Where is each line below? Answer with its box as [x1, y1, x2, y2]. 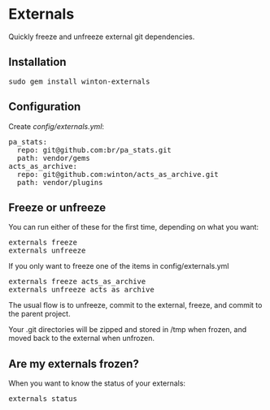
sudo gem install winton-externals [8, 76, 150, 86]
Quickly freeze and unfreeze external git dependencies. [8, 32, 195, 41]
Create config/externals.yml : [8, 121, 104, 131]
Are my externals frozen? [8, 356, 140, 370]
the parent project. [8, 309, 71, 319]
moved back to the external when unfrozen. [8, 334, 155, 343]
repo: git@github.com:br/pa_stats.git [16, 145, 172, 154]
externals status [8, 395, 77, 404]
